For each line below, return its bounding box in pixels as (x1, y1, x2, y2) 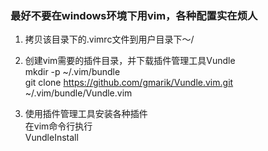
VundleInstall (24, 132, 79, 144)
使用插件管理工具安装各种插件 (24, 108, 148, 120)
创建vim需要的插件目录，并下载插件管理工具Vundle (24, 55, 236, 67)
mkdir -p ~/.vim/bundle (24, 66, 121, 78)
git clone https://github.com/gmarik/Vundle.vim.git (24, 77, 234, 89)
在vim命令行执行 (24, 120, 93, 132)
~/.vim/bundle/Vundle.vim (24, 87, 133, 99)
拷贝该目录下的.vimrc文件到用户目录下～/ (24, 33, 195, 46)
